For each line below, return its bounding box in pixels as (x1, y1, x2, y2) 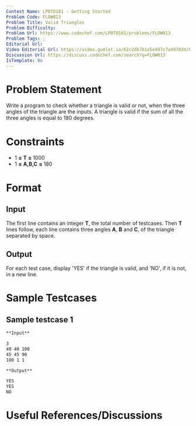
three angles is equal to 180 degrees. (6, 115, 95, 122)
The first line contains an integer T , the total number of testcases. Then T (6, 220, 183, 227)
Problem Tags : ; (6, 36, 45, 42)
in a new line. (6, 271, 38, 278)
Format (6, 181, 42, 194)
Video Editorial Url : (6, 47, 59, 53)
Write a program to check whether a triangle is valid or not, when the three (6, 102, 185, 109)
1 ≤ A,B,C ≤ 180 (14, 160, 52, 167)
